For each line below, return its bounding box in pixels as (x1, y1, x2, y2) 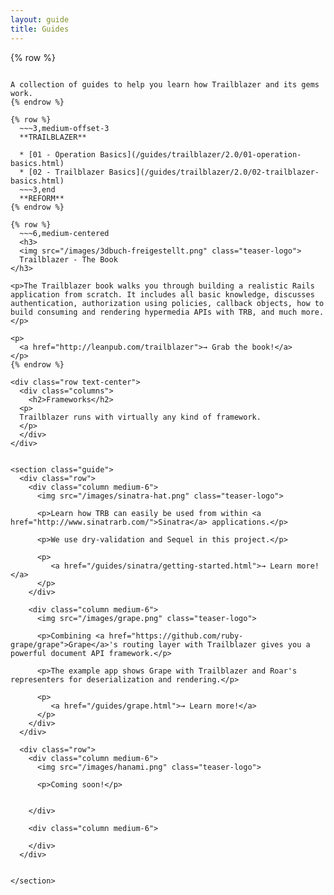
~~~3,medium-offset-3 (19, 123, 110, 133)
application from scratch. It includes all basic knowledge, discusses (10, 289, 315, 300)
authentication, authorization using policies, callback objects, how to (10, 298, 325, 308)
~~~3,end (19, 184, 56, 195)
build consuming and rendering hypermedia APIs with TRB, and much (10, 307, 298, 317)
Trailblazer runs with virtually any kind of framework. (19, 412, 262, 422)
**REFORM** (19, 193, 65, 203)
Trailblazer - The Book (19, 254, 118, 265)
